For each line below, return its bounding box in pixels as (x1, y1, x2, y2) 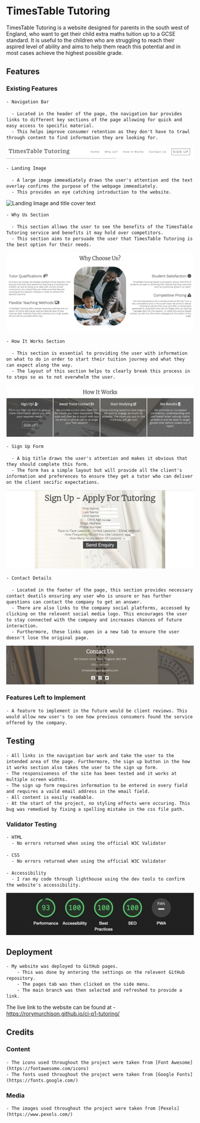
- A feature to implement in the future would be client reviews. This (6, 708, 187, 714)
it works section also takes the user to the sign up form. (6, 764, 159, 770)
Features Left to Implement (6, 693, 86, 702)
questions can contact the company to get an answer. (6, 599, 143, 605)
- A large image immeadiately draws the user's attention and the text (11, 177, 193, 183)
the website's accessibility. (6, 882, 82, 888)
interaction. (6, 623, 39, 629)
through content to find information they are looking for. (6, 134, 159, 141)
